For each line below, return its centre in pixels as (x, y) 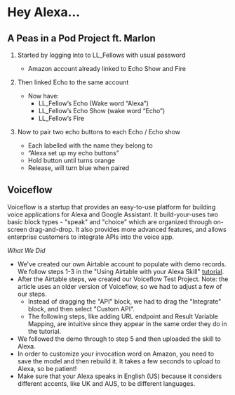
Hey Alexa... (44, 12)
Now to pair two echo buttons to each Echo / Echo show (99, 132)
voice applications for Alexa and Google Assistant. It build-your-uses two (113, 214)
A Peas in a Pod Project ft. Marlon (81, 38)
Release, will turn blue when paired (79, 168)
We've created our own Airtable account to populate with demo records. (122, 264)
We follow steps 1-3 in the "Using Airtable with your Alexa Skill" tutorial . (121, 271)
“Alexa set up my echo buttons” (73, 153)
